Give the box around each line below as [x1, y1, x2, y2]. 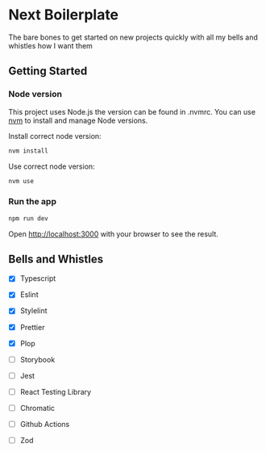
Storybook [19, 354, 56, 364]
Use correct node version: [8, 161, 95, 171]
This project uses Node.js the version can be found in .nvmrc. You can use [8, 107, 256, 116]
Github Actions [19, 419, 70, 429]
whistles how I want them [8, 40, 93, 50]
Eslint [19, 290, 39, 299]
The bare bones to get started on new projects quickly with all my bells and [8, 32, 258, 42]
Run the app [8, 196, 56, 207]
